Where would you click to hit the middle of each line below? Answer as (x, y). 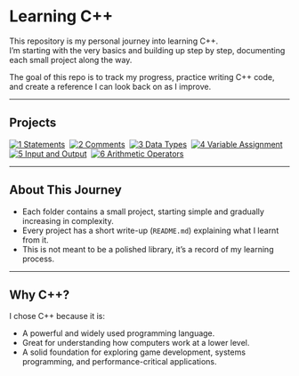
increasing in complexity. (68, 220)
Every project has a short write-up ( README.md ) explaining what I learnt (150, 230)
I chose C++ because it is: (57, 316)
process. (38, 259)
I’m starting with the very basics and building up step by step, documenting (147, 50)
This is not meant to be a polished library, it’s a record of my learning (148, 249)
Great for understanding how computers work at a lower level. (136, 343)
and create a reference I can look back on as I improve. (110, 86)
